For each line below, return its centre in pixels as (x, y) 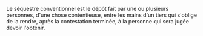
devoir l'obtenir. (26, 28)
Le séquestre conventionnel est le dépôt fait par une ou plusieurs (88, 9)
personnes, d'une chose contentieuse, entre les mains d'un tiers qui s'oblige (102, 15)
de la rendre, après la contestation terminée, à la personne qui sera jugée (98, 21)
